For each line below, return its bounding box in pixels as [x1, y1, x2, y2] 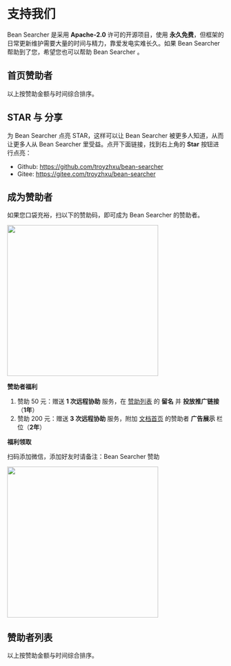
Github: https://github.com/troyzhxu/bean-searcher [17, 162, 164, 170]
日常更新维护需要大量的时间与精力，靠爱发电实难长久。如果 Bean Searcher [7, 39, 221, 47]
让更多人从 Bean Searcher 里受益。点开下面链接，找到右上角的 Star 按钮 [7, 139, 214, 148]
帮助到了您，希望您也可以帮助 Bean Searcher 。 [7, 48, 143, 56]
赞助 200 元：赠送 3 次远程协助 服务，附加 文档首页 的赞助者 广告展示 [17, 415, 215, 423]
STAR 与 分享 [7, 112, 63, 124]
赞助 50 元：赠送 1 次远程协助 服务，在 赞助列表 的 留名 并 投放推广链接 [17, 398, 219, 406]
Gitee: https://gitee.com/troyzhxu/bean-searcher [17, 170, 157, 178]
